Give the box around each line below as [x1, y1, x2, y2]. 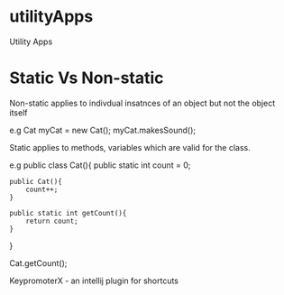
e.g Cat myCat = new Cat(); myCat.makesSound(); [9, 124, 197, 135]
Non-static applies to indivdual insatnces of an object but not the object [9, 97, 276, 108]
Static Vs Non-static [9, 68, 164, 88]
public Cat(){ [9, 177, 63, 186]
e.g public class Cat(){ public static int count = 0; [9, 160, 191, 171]
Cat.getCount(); [9, 257, 68, 268]
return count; [25, 217, 78, 226]
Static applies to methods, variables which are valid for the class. [9, 142, 251, 152]
